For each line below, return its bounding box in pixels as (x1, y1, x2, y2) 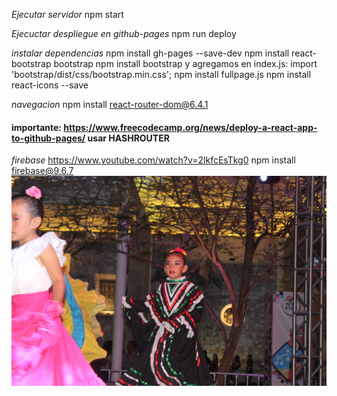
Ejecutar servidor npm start (11, 9, 124, 20)
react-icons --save (11, 79, 89, 91)
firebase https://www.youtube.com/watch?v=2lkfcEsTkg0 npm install (11, 154, 296, 166)
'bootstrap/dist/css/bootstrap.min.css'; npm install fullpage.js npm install (11, 69, 312, 80)
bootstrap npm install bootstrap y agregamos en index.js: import (53, 58, 318, 69)
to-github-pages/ (11, 132, 86, 144)
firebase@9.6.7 (11, 165, 74, 177)
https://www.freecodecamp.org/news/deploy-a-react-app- (63, 121, 318, 133)
